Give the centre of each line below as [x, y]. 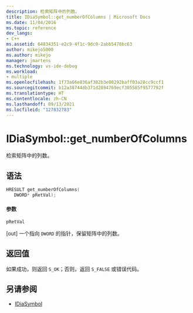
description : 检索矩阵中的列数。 [43, 11]
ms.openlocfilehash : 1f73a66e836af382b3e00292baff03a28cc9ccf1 [85, 83]
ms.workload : [22, 72]
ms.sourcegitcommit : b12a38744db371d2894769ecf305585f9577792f [85, 88]
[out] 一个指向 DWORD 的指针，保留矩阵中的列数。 [64, 234]
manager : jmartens [28, 60]
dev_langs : [19, 33]
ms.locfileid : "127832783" [39, 110]
